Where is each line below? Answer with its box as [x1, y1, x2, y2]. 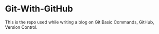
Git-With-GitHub [5, 3, 73, 14]
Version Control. [5, 24, 38, 30]
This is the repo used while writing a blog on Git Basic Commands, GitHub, [5, 19, 155, 25]
